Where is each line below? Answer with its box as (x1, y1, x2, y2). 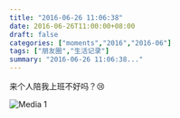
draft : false (9, 30, 59, 39)
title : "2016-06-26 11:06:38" (9, 13, 124, 23)
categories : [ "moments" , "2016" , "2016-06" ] (9, 38, 172, 48)
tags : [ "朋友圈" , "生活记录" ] (9, 47, 110, 56)
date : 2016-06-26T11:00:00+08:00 (9, 22, 136, 31)
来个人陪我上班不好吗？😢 (9, 81, 106, 91)
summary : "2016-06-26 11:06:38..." (9, 55, 144, 64)
